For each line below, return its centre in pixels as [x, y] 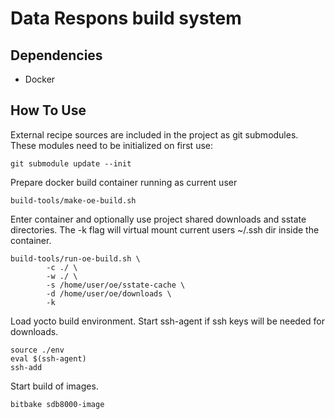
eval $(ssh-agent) [48, 358]
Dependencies [56, 55]
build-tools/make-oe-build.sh [73, 200]
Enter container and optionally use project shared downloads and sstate [158, 219]
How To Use [48, 110]
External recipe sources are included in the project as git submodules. [154, 134]
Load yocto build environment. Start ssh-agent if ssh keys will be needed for [168, 321]
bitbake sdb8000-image [57, 404]
